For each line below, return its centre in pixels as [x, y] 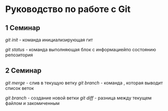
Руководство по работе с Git [68, 9]
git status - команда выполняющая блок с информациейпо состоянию [81, 49]
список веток [20, 88]
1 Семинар [23, 28]
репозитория [19, 55]
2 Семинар [23, 71]
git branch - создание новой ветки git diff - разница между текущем [78, 98]
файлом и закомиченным [32, 103]
